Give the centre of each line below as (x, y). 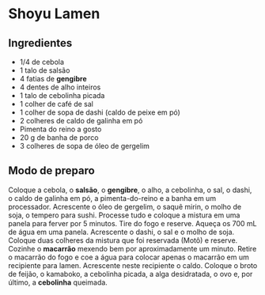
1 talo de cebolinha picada (62, 95)
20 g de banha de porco (59, 138)
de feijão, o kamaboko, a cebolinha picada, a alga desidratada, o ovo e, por (131, 274)
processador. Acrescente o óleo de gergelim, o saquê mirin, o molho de (125, 206)
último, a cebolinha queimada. (58, 282)
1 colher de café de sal (56, 104)
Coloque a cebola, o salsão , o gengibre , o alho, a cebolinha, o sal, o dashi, (130, 190)
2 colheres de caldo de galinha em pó (81, 121)
